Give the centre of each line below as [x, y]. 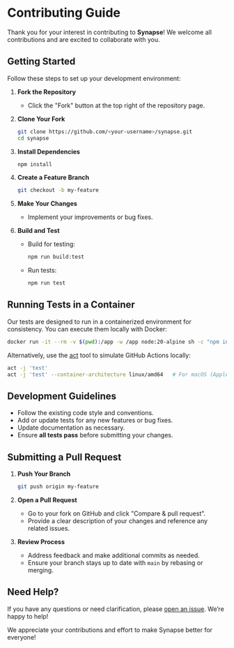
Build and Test [39, 231]
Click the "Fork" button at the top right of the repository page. [116, 105]
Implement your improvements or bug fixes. [90, 217]
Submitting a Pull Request [64, 457]
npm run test [47, 283]
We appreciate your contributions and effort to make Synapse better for [110, 630]
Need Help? [33, 592]
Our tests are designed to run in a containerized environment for [99, 322]
